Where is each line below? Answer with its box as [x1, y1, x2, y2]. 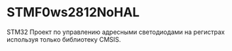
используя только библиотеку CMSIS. [6, 35, 121, 43]
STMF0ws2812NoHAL [6, 4, 140, 21]
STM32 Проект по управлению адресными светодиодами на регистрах [6, 28, 225, 36]
